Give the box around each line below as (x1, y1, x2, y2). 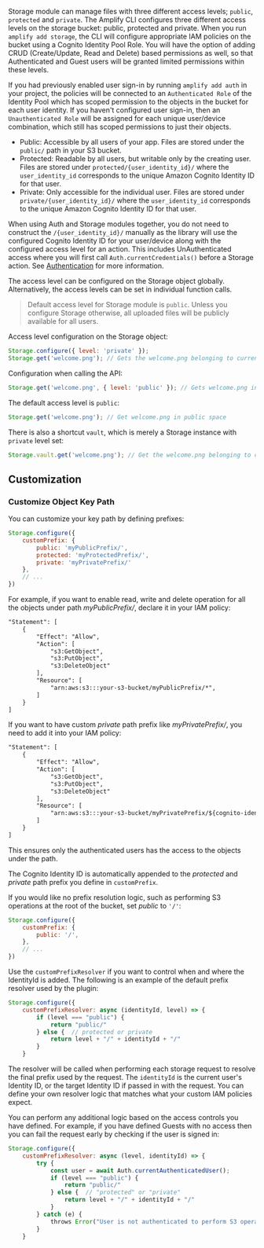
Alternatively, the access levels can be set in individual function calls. (8, 284, 233, 294)
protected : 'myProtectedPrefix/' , (36, 551, 149, 559)
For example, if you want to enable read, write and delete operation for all (8, 595, 246, 604)
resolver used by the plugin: (8, 984, 99, 993)
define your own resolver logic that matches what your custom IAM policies (8, 1089, 253, 1099)
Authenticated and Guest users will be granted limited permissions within (8, 57, 245, 66)
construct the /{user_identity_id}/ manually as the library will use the (8, 228, 238, 237)
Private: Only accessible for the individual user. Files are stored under (19, 188, 245, 196)
